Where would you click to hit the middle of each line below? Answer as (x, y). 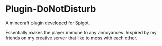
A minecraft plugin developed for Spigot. (48, 23)
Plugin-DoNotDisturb (51, 9)
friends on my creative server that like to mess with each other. (71, 38)
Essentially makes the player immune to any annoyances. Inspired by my (81, 32)
